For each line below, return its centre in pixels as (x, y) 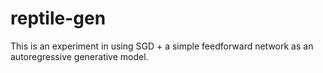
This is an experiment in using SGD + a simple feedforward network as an (162, 46)
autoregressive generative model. (79, 56)
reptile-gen (58, 18)
